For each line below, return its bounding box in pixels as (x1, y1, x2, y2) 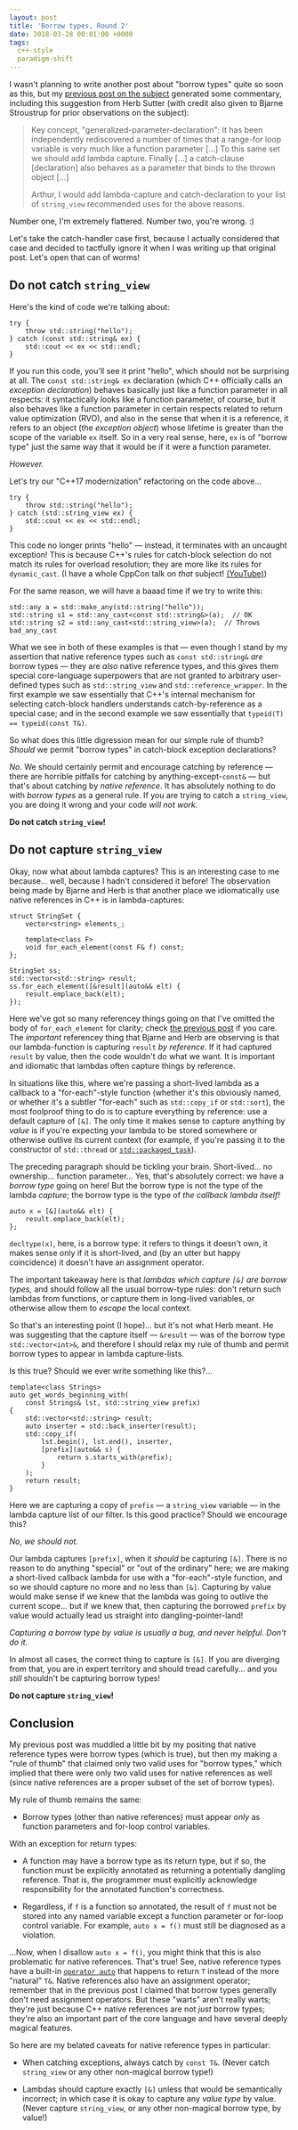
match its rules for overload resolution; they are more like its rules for (9, 559, 262, 569)
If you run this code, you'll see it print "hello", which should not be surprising (9, 365, 290, 376)
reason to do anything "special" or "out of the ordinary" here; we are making (9, 1563, 289, 1573)
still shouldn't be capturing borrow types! (9, 1672, 160, 1684)
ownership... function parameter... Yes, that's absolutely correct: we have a (9, 1171, 285, 1181)
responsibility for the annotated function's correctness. (21, 1884, 225, 1895)
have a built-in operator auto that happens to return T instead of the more (9, 1966, 280, 1977)
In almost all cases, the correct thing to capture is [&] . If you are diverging (9, 1653, 280, 1664)
